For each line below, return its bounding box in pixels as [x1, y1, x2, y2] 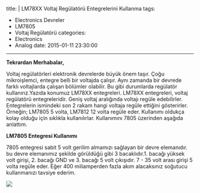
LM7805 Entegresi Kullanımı [6, 132, 77, 139]
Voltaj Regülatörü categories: [14, 29, 86, 36]
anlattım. [6, 121, 28, 128]
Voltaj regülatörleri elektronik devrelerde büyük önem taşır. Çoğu [6, 71, 165, 77]
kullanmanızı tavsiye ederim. [6, 169, 76, 176]
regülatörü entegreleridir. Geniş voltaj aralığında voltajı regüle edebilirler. [6, 96, 183, 103]
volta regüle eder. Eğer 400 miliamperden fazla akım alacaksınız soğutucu [6, 163, 187, 170]
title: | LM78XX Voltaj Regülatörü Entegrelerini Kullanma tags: [6, 5, 156, 12]
